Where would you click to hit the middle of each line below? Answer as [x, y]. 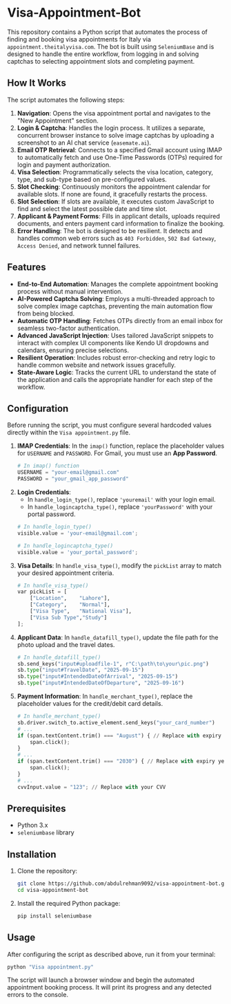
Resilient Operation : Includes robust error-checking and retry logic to [116, 357]
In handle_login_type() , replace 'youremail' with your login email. [121, 499]
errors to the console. [38, 995]
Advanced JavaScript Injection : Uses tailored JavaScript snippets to [115, 335]
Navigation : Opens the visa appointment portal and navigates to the [114, 113]
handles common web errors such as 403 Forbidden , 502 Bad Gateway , [117, 238]
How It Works [37, 83]
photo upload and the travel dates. [66, 644]
